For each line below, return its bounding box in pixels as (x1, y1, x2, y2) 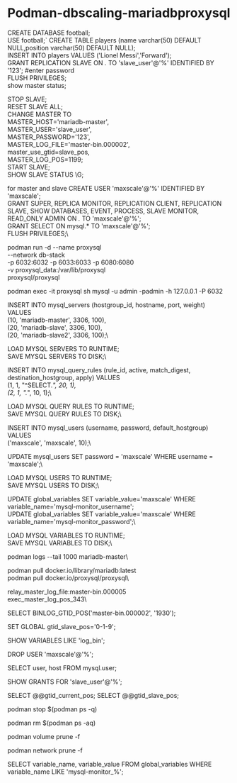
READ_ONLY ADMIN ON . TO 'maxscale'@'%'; (7, 214, 141, 223)
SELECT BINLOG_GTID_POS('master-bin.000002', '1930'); (7, 609, 176, 617)
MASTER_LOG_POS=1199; (7, 155, 83, 164)
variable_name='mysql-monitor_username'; (7, 502, 134, 511)
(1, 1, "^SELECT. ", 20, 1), (7, 381, 76, 389)
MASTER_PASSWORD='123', (7, 133, 91, 141)
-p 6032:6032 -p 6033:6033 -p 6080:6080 (7, 257, 134, 267)
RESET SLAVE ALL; (7, 102, 64, 111)
